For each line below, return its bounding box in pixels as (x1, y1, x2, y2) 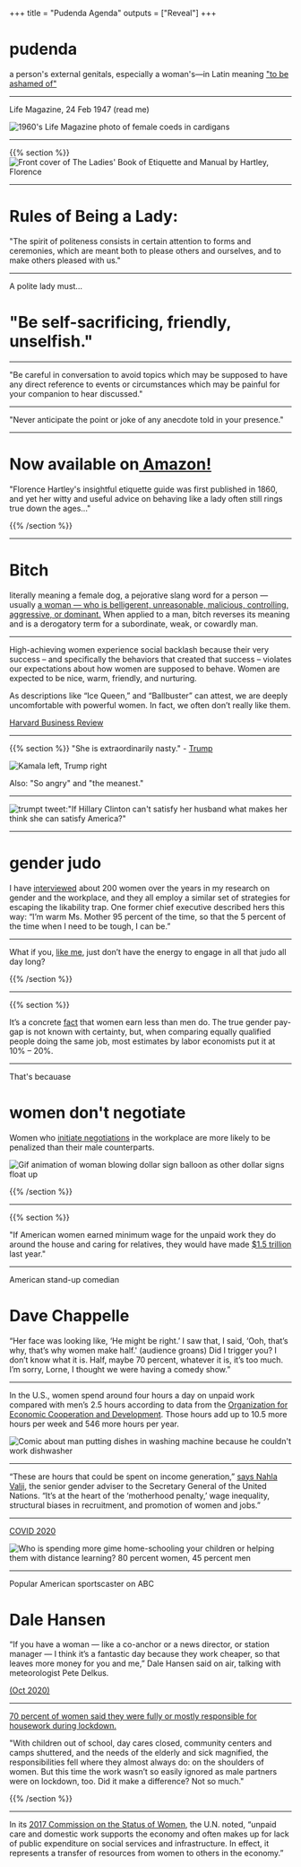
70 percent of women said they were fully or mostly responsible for (9, 1711, 257, 1722)
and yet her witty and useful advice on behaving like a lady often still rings (9, 493, 283, 504)
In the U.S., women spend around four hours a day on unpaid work (9, 1389, 255, 1400)
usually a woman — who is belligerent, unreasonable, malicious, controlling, (9, 599, 289, 609)
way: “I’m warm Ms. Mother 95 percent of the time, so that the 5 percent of (9, 911, 287, 922)
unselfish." (9, 331, 93, 352)
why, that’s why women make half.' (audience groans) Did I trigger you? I (9, 1345, 278, 1355)
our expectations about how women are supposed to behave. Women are (9, 663, 280, 674)
